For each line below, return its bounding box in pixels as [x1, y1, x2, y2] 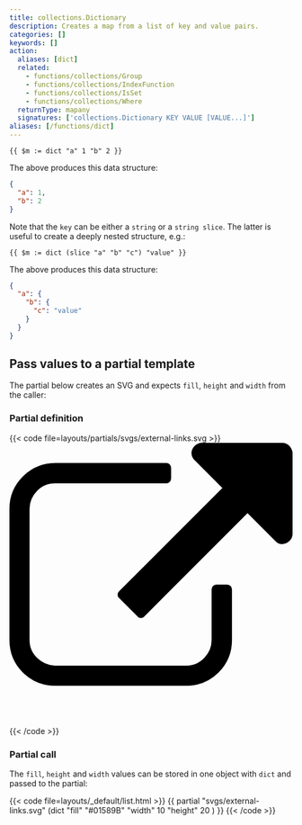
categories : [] [9, 30, 67, 39]
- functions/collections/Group [25, 72, 143, 81]
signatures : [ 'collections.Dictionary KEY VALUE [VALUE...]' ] [17, 113, 255, 122]
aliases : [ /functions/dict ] [9, 122, 115, 131]
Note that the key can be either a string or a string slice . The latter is [9, 221, 271, 232]
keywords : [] [9, 38, 58, 48]
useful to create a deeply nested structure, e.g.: [9, 230, 186, 241]
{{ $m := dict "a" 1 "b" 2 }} [9, 147, 123, 156]
